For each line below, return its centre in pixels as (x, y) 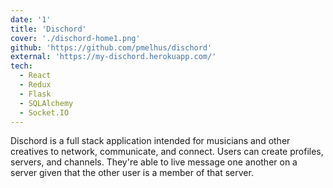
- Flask (35, 94)
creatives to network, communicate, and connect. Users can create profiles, (167, 152)
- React (35, 76)
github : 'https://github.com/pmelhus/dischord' (111, 47)
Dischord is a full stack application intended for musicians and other (150, 141)
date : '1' (31, 19)
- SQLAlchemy (46, 103)
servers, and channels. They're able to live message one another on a (154, 162)
